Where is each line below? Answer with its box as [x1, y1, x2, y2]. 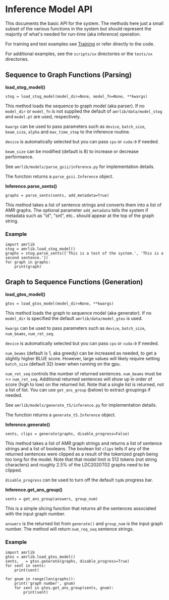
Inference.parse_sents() [5, 183, 57, 189]
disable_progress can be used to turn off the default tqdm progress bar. [5, 477, 153, 483]
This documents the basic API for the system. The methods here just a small [5, 20, 164, 26]
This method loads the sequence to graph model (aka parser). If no [5, 103, 145, 109]
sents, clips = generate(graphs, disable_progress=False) [5, 431, 130, 436]
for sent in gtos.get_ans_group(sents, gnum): [14, 585, 114, 590]
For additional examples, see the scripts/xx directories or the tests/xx [5, 51, 153, 57]
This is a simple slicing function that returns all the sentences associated [5, 505, 156, 511]
